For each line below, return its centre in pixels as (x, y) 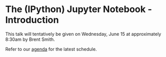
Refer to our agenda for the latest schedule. (51, 49)
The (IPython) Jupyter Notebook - (79, 9)
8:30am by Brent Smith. (30, 39)
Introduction (32, 20)
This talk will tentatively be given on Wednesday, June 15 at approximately (83, 34)
